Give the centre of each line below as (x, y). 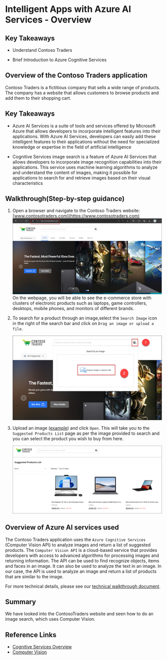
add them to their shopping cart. (38, 98)
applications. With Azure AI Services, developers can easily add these (84, 136)
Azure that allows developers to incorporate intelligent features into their (86, 131)
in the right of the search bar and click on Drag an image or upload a (83, 324)
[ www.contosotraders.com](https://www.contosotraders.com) (76, 216)
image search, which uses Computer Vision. (50, 619)
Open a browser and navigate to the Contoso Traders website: (76, 211)
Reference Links (31, 635)
